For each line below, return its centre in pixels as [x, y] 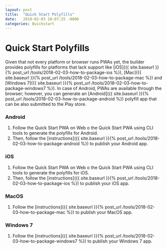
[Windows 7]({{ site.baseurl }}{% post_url [48, 83]
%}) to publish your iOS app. [100, 183]
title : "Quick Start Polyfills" [40, 14]
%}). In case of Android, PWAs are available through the [104, 88]
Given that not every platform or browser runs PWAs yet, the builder [75, 62]
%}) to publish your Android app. [114, 144]
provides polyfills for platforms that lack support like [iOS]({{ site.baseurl [80, 67]
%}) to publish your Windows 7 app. [115, 241]
